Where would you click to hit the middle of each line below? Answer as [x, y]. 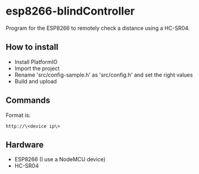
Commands [28, 101]
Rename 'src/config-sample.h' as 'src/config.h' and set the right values [104, 75]
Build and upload [35, 81]
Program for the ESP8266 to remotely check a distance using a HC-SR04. [98, 28]
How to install [32, 47]
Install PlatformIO [36, 61]
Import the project [37, 68]
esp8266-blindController [70, 11]
